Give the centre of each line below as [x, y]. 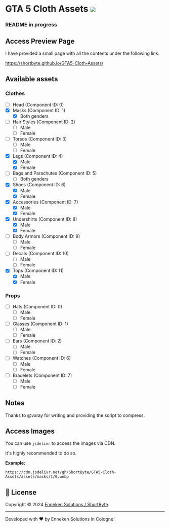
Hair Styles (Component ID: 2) [44, 122]
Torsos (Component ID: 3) [40, 139]
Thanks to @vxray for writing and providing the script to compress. [75, 415]
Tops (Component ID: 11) [38, 271]
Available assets [32, 79]
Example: [15, 463]
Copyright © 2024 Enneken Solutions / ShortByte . [57, 505]
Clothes [15, 93]
